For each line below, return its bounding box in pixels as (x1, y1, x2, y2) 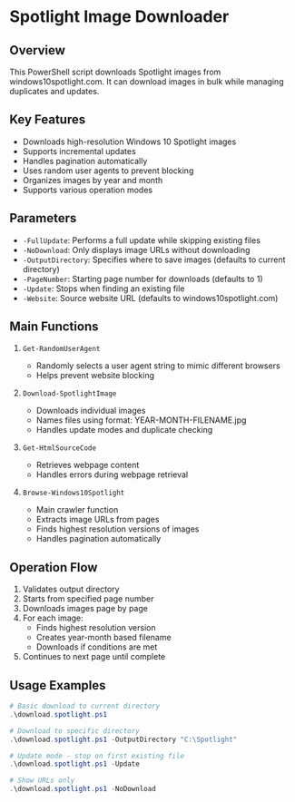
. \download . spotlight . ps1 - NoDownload (9, 785, 156, 794)
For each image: (22, 612, 84, 623)
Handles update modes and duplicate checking (35, 425, 213, 435)
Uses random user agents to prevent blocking (22, 165, 194, 176)
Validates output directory (22, 583, 120, 595)
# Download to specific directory (9, 726, 141, 736)
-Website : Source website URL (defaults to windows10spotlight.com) (22, 292, 279, 303)
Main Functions (9, 319, 99, 335)
